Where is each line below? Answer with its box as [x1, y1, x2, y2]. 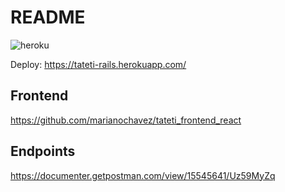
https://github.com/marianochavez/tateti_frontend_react [10, 114, 242, 126]
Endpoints [10, 143, 76, 160]
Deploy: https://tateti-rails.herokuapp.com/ [10, 58, 187, 70]
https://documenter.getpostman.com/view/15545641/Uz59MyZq [10, 169, 276, 181]
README [10, 6, 86, 29]
